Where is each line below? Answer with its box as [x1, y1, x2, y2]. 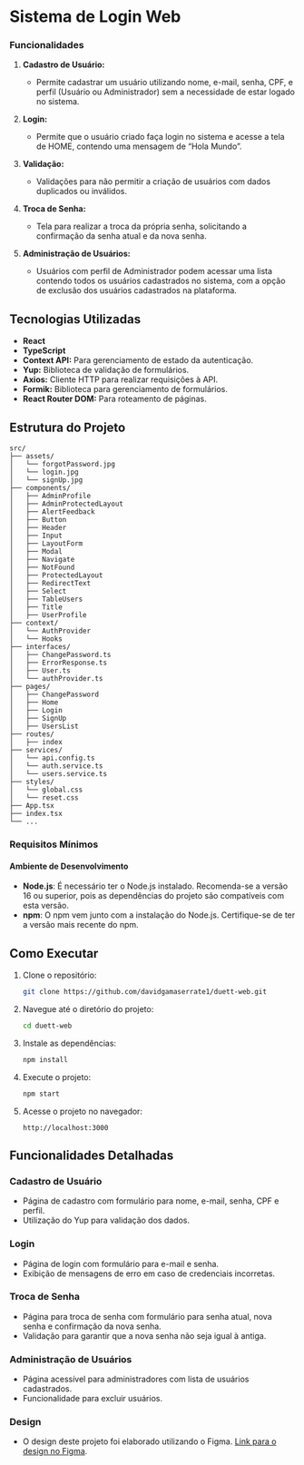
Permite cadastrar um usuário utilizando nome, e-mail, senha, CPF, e [35, 77, 293, 88]
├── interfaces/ [9, 643, 71, 652]
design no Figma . [22, 1446, 88, 1457]
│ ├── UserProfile [9, 611, 88, 620]
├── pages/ [9, 683, 51, 692]
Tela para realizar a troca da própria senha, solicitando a [35, 221, 248, 232]
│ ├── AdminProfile [9, 492, 92, 501]
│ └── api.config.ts [9, 753, 95, 763]
